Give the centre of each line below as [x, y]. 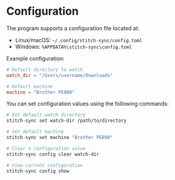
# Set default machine [35, 132]
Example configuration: [36, 58]
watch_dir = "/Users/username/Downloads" [60, 75]
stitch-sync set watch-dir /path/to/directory [66, 121]
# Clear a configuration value [46, 148]
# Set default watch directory [46, 115]
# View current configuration [45, 165]
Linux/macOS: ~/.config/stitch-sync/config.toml [79, 40]
